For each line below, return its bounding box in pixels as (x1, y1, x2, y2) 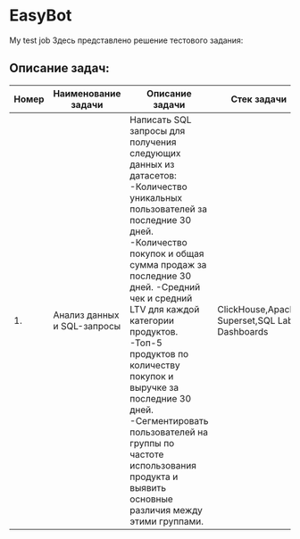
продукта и (129, 470, 179, 483)
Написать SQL (129, 113, 192, 126)
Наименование (53, 87, 121, 99)
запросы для (129, 124, 186, 137)
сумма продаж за (129, 258, 207, 270)
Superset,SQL (217, 314, 276, 327)
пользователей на (129, 426, 208, 438)
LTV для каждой (129, 303, 200, 315)
